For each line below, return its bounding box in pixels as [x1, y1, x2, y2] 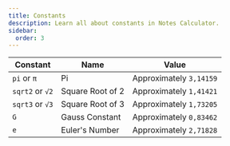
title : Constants [8, 11, 66, 20]
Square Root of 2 [61, 85, 125, 97]
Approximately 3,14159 [132, 73, 218, 84]
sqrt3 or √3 [12, 99, 54, 110]
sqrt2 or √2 [12, 85, 54, 97]
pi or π [12, 73, 38, 84]
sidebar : [8, 26, 38, 34]
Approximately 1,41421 [132, 85, 218, 97]
